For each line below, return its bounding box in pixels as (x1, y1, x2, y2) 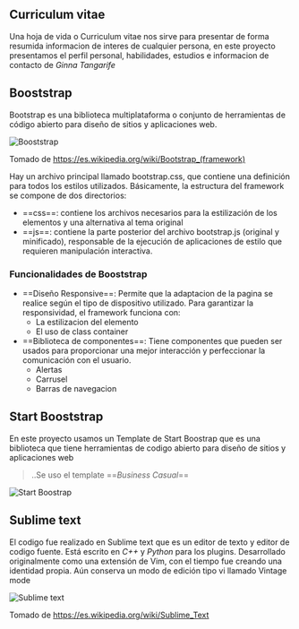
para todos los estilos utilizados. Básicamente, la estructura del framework (9, 180, 285, 191)
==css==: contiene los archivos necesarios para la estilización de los (21, 207, 278, 218)
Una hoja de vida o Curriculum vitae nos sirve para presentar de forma (9, 30, 270, 41)
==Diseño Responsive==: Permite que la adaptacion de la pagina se (21, 288, 273, 298)
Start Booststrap (9, 409, 104, 425)
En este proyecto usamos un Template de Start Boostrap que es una (9, 433, 261, 444)
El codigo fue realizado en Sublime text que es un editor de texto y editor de (9, 537, 290, 547)
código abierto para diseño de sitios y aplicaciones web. (9, 118, 218, 129)
